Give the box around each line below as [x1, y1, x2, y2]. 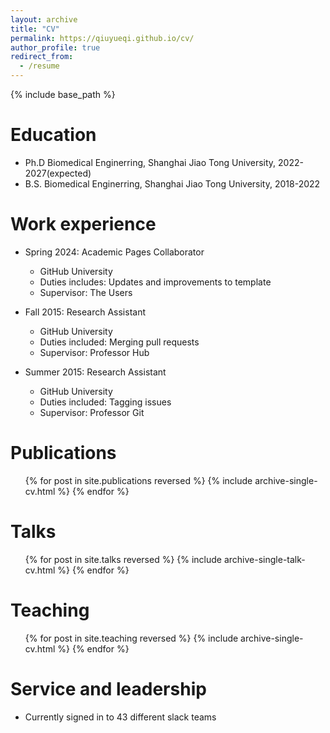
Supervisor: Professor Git [39, 406, 145, 418]
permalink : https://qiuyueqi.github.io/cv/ [10, 33, 195, 43]
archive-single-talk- [223, 553, 306, 565]
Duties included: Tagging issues [39, 396, 172, 408]
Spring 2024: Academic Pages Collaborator [24, 246, 205, 258]
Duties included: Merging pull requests [39, 336, 200, 348]
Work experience [10, 213, 157, 236]
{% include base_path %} [10, 89, 116, 100]
